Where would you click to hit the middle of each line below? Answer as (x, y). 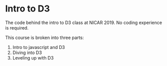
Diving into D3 (27, 52)
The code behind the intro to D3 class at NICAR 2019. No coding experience (83, 22)
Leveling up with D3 (33, 57)
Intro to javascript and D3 (39, 47)
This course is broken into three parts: (45, 37)
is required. (17, 27)
